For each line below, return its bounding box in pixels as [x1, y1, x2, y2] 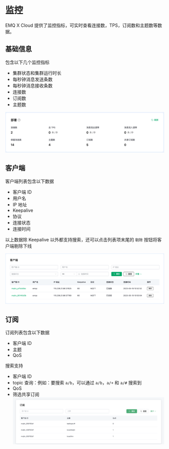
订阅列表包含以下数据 [5, 329, 49, 336]
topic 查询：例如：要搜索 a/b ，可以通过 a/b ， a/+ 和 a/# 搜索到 [12, 380, 142, 386]
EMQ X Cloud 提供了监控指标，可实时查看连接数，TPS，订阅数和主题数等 [5, 22, 158, 28]
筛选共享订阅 [12, 391, 39, 397]
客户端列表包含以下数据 [5, 178, 54, 184]
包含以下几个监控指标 [5, 59, 49, 65]
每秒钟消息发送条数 [12, 76, 53, 82]
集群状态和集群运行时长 [12, 70, 62, 76]
